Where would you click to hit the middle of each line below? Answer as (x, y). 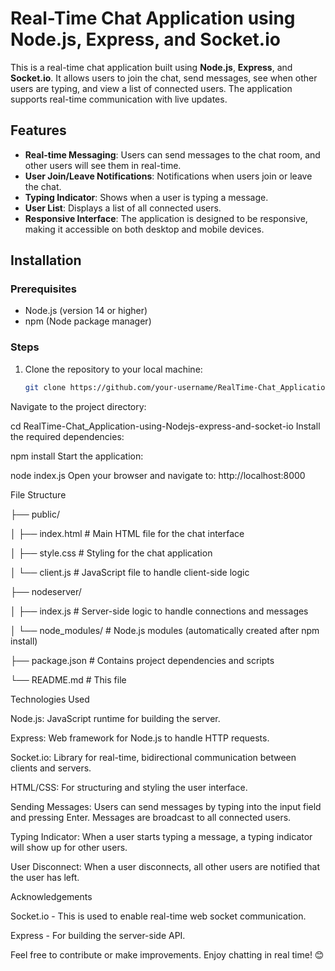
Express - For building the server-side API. (98, 935)
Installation (46, 260)
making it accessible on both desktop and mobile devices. (144, 229)
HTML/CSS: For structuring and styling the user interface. (129, 787)
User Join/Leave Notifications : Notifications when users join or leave (168, 176)
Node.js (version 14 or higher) (86, 311)
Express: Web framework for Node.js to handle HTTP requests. (140, 738)
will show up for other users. (69, 847)
